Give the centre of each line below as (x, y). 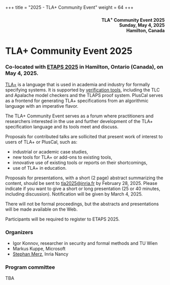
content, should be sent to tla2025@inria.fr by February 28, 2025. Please (81, 183)
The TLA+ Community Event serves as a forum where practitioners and (79, 116)
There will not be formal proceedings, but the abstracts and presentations (82, 204)
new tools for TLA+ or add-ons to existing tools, (62, 157)
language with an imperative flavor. (42, 106)
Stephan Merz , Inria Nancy (40, 254)
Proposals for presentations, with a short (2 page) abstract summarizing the (84, 178)
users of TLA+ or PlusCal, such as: (41, 142)
